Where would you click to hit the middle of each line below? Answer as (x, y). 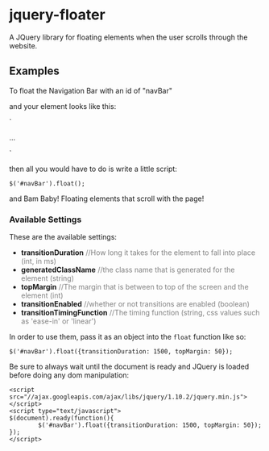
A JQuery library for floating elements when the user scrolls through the (128, 37)
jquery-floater (57, 15)
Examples (34, 71)
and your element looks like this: (63, 106)
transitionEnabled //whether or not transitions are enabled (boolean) (135, 304)
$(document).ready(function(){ (62, 418)
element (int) (42, 295)
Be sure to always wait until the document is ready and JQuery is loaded (129, 367)
